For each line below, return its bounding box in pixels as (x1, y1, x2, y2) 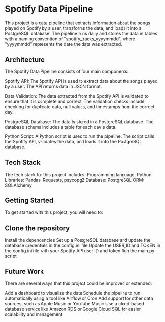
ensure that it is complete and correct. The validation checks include (5, 98, 145, 104)
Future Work (5, 267, 44, 276)
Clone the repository (5, 224, 70, 232)
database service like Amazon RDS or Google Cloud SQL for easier (5, 306, 141, 312)
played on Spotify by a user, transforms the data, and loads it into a (5, 25, 142, 31)
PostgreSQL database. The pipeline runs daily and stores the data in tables (5, 30, 157, 36)
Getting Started (5, 196, 54, 204)
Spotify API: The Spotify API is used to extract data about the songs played (5, 78, 158, 84)
